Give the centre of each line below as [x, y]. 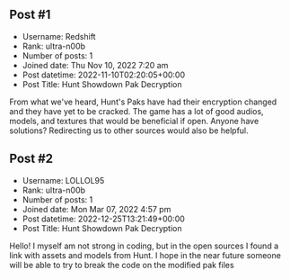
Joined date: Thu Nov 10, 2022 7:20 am [95, 65]
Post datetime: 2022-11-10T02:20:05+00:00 [104, 75]
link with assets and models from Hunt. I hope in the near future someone [145, 255]
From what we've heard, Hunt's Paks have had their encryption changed [143, 102]
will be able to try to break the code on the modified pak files [122, 265]
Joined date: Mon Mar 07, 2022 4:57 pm [97, 209]
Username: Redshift [59, 36]
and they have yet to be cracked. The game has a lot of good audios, [136, 111]
